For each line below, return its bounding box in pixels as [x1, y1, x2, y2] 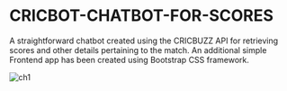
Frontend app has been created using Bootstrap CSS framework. [9, 54, 250, 65]
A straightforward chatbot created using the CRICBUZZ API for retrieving [9, 35, 279, 46]
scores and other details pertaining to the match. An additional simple [9, 44, 267, 55]
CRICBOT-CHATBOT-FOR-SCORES [9, 5, 274, 26]
